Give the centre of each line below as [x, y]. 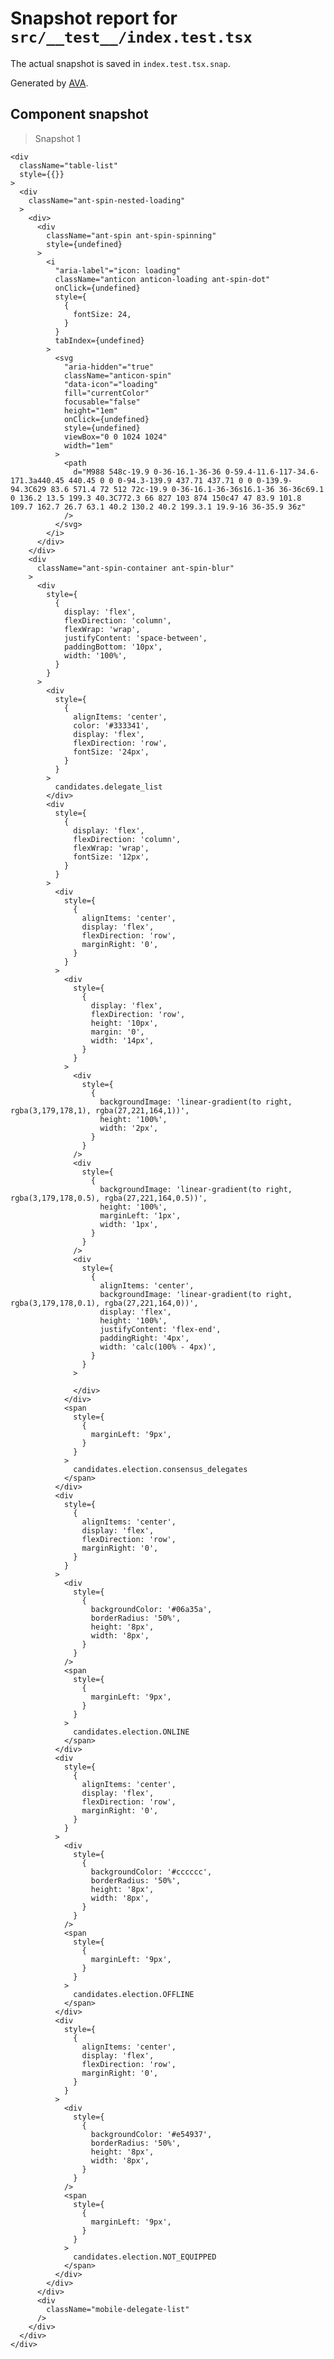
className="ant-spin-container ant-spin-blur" [135, 568]
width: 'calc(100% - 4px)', [158, 1347]
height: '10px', [124, 1023]
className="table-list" [68, 165]
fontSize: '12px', [111, 857]
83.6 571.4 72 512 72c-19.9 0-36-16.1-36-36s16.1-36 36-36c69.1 [187, 489]
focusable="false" [102, 402]
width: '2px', [129, 1128]
